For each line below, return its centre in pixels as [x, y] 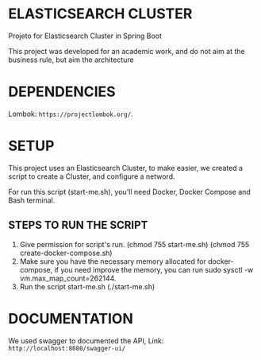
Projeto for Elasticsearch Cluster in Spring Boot [85, 36]
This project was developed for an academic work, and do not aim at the [127, 51]
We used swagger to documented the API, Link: [86, 341]
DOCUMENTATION [71, 318]
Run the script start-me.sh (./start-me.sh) [87, 286]
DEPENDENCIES [62, 92]
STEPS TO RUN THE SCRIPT [78, 225]
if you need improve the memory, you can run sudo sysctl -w [154, 269]
